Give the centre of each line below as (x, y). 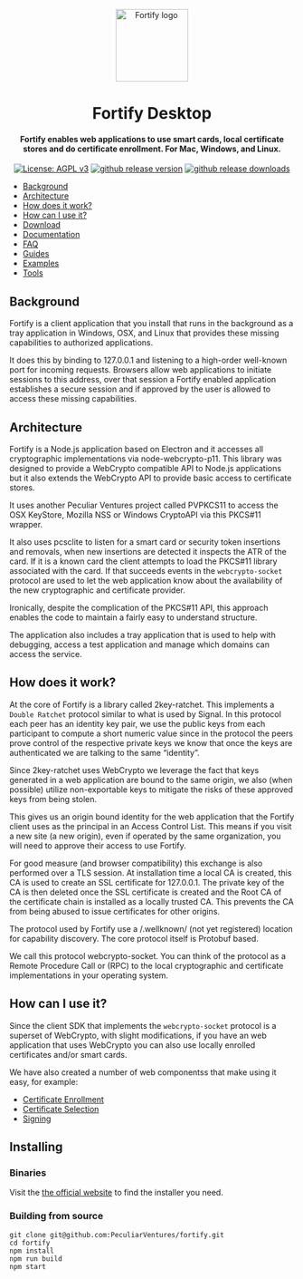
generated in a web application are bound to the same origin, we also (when (151, 780)
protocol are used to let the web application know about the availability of (146, 581)
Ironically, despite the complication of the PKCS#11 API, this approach (139, 608)
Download (42, 225)
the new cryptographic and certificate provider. (97, 590)
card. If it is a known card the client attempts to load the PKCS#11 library (143, 561)
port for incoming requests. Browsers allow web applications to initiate (141, 370)
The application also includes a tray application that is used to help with (142, 635)
